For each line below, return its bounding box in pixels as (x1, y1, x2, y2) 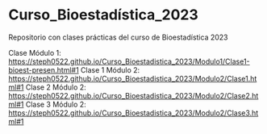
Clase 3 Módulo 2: (25, 99, 86, 109)
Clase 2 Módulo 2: (25, 82, 86, 92)
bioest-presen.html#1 (8, 65, 79, 74)
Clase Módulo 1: (8, 48, 62, 57)
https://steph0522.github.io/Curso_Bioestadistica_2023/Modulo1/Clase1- (8, 57, 250, 66)
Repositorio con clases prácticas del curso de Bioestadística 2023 (8, 32, 228, 42)
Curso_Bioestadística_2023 (8, 6, 199, 24)
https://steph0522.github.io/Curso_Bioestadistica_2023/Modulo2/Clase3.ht (8, 107, 259, 118)
